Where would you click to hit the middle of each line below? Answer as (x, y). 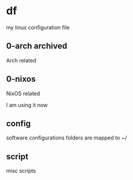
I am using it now (27, 105)
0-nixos (21, 79)
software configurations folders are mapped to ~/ (66, 138)
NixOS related (23, 93)
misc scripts (21, 171)
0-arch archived (37, 46)
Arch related (21, 60)
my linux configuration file (38, 27)
